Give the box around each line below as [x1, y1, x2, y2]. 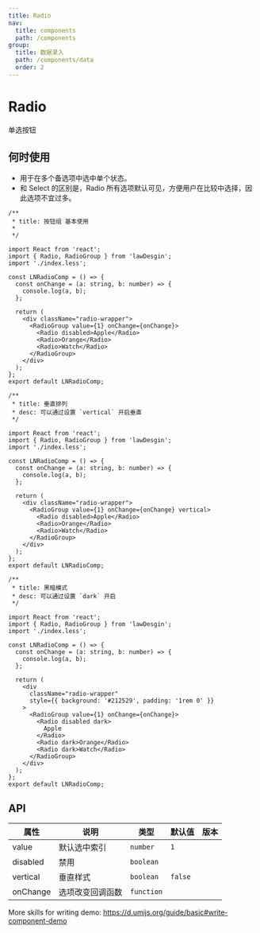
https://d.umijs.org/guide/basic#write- [102, 908, 228, 917]
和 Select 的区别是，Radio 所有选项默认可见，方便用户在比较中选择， [19, 183, 246, 192]
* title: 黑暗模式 [11, 584, 68, 592]
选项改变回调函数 [58, 887, 123, 898]
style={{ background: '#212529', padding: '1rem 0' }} [29, 697, 215, 705]
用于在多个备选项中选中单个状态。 [19, 173, 132, 183]
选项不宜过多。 [26, 192, 76, 203]
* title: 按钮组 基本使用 [11, 217, 89, 225]
